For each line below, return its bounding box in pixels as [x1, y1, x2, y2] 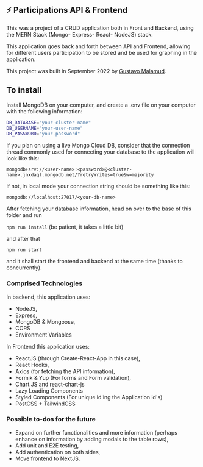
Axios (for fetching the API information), [15, 368, 116, 375]
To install [6, 85, 42, 96]
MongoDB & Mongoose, [15, 318, 76, 325]
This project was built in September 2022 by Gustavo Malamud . [6, 67, 166, 74]
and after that [6, 235, 41, 243]
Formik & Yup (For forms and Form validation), [15, 374, 132, 381]
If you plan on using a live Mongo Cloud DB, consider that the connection [6, 142, 190, 149]
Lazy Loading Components [15, 387, 84, 394]
